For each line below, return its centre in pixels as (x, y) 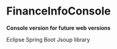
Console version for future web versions (58, 28)
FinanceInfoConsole (58, 11)
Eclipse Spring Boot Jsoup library (48, 39)
